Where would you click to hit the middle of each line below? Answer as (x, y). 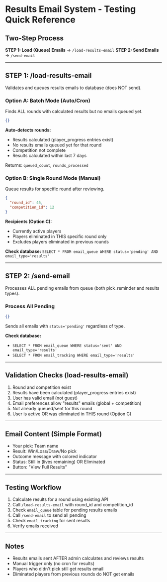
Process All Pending (30, 306)
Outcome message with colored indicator (54, 457)
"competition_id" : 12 (32, 208)
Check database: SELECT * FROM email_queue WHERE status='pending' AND (82, 251)
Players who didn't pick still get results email (58, 569)
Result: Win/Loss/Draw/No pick (44, 451)
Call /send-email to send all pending (49, 515)
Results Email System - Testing (71, 9)
